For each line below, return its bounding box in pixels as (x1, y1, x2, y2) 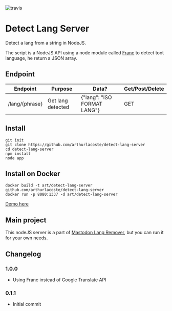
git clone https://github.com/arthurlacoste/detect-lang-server (5, 142, 145, 147)
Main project (5, 216, 47, 224)
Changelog (5, 250, 41, 258)
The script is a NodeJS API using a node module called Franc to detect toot (5, 49, 164, 56)
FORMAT (81, 100, 103, 107)
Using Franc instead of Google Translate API (12, 277, 106, 283)
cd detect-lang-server (5, 147, 54, 152)
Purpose (51, 85, 73, 92)
